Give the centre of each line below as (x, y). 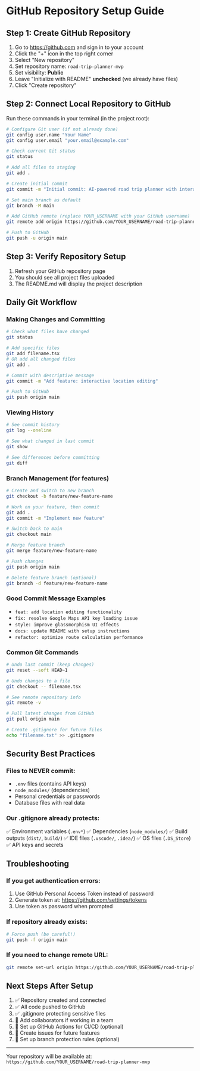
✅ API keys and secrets (35, 845)
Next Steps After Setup (50, 986)
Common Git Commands (42, 652)
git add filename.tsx (33, 354)
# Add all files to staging (41, 167)
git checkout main (29, 535)
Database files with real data (50, 803)
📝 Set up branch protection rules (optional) (67, 1039)
